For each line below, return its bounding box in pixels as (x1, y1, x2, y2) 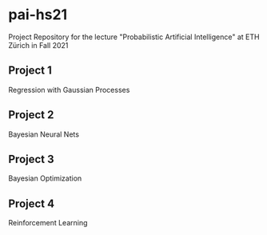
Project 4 (8, 197, 54, 210)
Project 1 (8, 64, 52, 78)
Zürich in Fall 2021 (8, 40, 69, 50)
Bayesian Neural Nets (8, 129, 80, 139)
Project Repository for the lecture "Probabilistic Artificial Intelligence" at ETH (8, 32, 260, 42)
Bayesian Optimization (8, 173, 82, 183)
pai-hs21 (8, 6, 68, 24)
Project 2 (8, 108, 54, 121)
